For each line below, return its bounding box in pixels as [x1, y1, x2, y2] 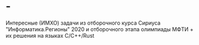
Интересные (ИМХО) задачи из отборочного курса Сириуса [5, 19, 161, 26]
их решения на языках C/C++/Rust [5, 32, 95, 39]
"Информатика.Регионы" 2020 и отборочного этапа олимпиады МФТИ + [5, 25, 194, 32]
